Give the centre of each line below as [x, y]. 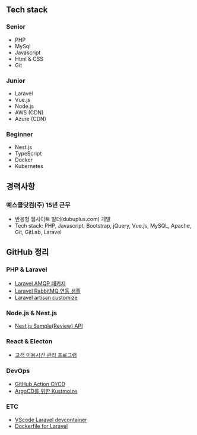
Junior [16, 80]
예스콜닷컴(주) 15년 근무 [38, 205]
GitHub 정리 [28, 252]
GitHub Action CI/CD [40, 384]
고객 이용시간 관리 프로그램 [46, 355]
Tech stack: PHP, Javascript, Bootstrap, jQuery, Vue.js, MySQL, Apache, [103, 225]
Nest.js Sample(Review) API [49, 326]
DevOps [18, 371]
